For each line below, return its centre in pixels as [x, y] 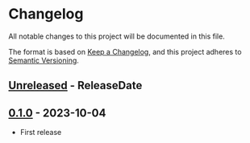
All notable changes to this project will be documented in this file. [117, 36]
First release [41, 133]
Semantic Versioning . [44, 60]
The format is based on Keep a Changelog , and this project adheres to [125, 51]
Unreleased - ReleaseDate [75, 86]
